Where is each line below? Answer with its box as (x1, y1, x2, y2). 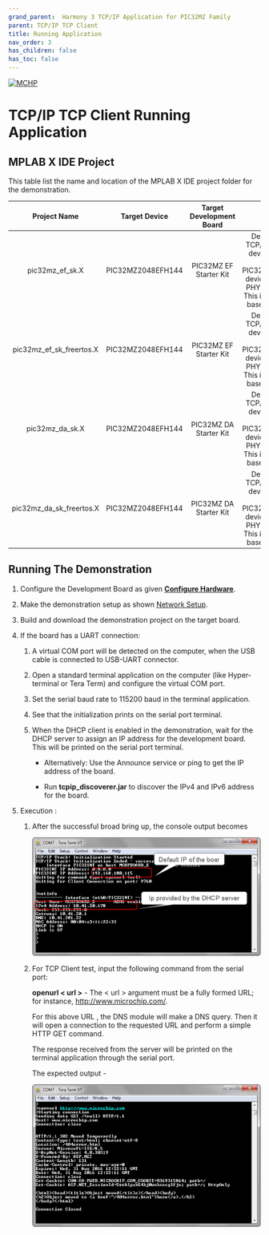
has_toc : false (8, 55, 59, 63)
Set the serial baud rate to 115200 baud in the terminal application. (31, 694, 251, 704)
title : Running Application (8, 30, 102, 38)
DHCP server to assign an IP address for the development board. (31, 733, 247, 743)
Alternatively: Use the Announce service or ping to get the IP (43, 757, 244, 767)
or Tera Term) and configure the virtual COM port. (60, 678, 226, 688)
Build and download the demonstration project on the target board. (19, 615, 241, 624)
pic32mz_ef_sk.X (26, 265, 84, 275)
